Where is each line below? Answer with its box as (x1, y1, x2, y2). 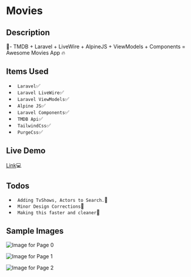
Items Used (6, 66, 49, 77)
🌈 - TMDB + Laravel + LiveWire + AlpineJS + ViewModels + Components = (6, 43, 186, 50)
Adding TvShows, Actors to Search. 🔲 (17, 197, 108, 204)
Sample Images (6, 226, 64, 236)
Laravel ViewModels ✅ (17, 95, 69, 102)
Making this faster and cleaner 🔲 (17, 209, 100, 216)
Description (6, 28, 50, 38)
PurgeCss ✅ (17, 128, 43, 136)
